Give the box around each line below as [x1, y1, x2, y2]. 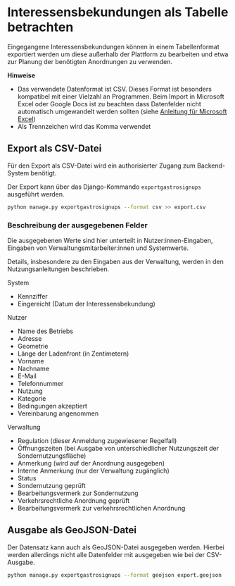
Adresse [17, 334, 42, 342]
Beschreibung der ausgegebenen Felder [7, 220, 148, 230]
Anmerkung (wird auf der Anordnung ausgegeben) [17, 459, 165, 467]
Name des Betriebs [17, 327, 74, 335]
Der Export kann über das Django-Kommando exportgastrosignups [7, 182, 202, 191]
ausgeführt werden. [7, 189, 65, 198]
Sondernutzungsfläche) [17, 451, 87, 460]
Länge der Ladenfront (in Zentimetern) [17, 349, 129, 358]
